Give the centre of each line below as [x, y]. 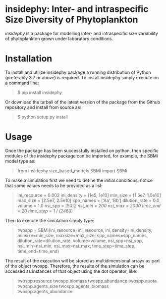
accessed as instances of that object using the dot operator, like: [71, 271]
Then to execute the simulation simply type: [50, 220]
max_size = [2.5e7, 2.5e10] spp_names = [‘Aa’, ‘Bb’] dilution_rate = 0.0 [88, 200]
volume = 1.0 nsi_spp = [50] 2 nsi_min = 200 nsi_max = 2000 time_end [89, 205]
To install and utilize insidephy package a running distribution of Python [78, 72]
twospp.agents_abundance [45, 291]
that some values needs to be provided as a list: [54, 185]
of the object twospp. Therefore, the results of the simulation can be [75, 266]
